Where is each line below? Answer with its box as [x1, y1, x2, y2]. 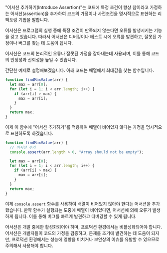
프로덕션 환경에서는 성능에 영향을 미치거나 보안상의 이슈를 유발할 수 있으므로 [11, 236, 160, 242]
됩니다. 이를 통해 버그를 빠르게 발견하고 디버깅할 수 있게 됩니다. [14, 213, 137, 219]
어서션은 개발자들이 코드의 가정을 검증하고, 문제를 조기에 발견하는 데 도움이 [5, 230, 151, 236]
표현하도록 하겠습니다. [10, 130, 53, 136]
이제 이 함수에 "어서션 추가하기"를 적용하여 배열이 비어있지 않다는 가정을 [5, 124, 145, 130]
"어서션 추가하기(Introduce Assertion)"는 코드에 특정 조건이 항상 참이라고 [5, 4, 149, 10]
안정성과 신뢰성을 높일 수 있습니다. [10, 57, 77, 62]
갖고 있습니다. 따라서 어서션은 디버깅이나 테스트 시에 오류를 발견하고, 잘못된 [10, 34, 157, 39]
